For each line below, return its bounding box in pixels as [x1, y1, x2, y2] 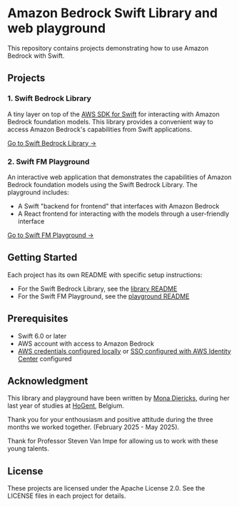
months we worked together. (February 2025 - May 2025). [7, 423, 180, 431]
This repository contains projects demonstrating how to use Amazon [7, 44, 209, 52]
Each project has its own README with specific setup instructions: [7, 270, 203, 279]
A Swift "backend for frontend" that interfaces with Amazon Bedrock [17, 201, 220, 210]
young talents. [7, 444, 50, 453]
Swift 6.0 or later [17, 331, 67, 340]
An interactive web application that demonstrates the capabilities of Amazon [7, 173, 232, 181]
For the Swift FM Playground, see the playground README [17, 291, 190, 301]
